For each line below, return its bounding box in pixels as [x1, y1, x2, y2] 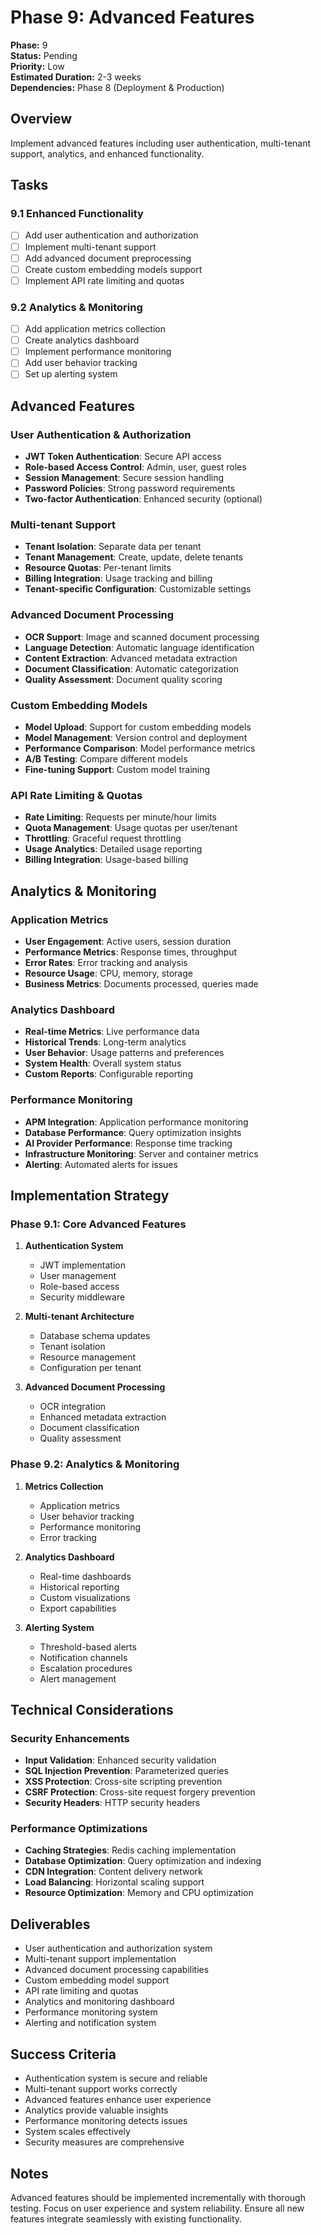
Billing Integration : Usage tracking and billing [24, 572, 213, 585]
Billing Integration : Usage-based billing [24, 854, 189, 866]
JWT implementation [39, 1259, 126, 1271]
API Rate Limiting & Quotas [10, 788, 143, 802]
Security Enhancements [10, 1731, 130, 1745]
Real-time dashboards [39, 1570, 132, 1582]
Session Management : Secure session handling [24, 472, 225, 484]
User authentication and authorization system [24, 1942, 213, 1955]
